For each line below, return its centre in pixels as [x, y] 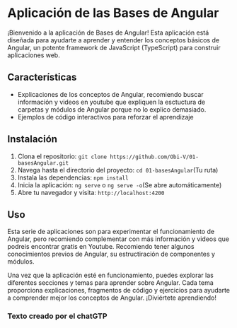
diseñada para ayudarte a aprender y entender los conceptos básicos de [114, 40]
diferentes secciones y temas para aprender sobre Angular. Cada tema [110, 283]
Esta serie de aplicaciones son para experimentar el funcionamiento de [111, 232]
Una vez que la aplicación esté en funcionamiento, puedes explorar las [110, 275]
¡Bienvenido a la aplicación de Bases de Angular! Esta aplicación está [108, 33]
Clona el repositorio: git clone [62, 156]
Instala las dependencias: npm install [73, 177]
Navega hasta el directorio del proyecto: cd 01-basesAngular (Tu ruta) [118, 170]
